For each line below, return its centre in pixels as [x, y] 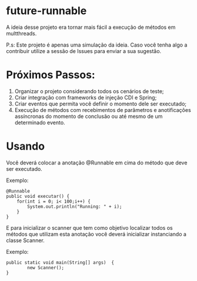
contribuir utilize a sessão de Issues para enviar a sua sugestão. [84, 51]
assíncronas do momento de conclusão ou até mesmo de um [89, 116]
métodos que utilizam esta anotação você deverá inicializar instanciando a [96, 234]
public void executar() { [38, 196]
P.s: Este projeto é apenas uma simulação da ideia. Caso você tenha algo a [97, 45]
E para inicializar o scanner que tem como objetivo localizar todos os [89, 227]
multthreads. [21, 33]
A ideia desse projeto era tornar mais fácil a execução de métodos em [91, 27]
